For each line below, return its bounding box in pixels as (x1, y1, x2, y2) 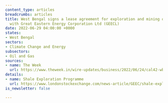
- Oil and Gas (5, 53, 35, 59)
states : (5, 30, 21, 35)
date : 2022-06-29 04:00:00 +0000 (5, 26, 75, 31)
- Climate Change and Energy (5, 44, 66, 49)
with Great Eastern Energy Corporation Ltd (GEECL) (9, 21, 120, 26)
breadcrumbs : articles (5, 12, 52, 17)
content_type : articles (5, 7, 55, 12)
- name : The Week (5, 63, 41, 68)
